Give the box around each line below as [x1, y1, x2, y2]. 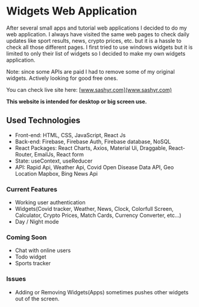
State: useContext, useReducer [14, 157, 93, 164]
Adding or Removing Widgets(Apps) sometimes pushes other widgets [14, 288, 189, 296]
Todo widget [14, 253, 46, 260]
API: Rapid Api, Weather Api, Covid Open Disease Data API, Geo [14, 163, 174, 170]
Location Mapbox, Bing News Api [14, 170, 98, 177]
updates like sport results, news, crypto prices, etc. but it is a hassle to [6, 37, 182, 44]
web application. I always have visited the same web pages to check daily [6, 30, 190, 37]
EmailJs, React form [34, 150, 84, 158]
